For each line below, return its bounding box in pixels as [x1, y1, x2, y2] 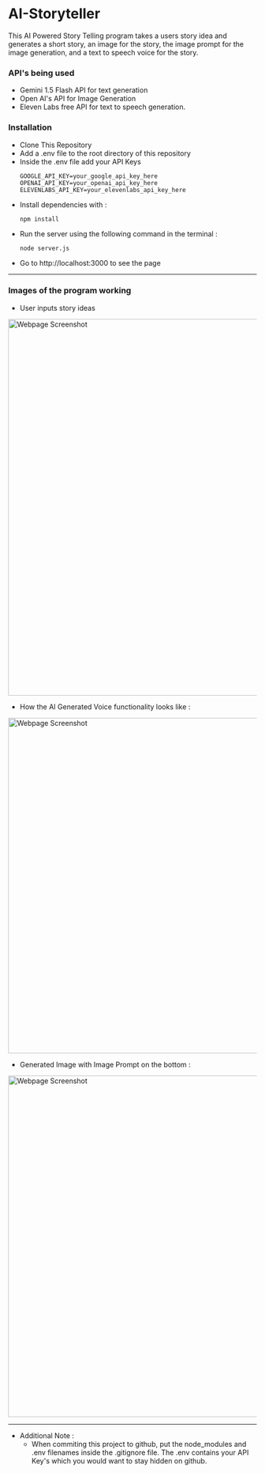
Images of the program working [8, 285, 132, 296]
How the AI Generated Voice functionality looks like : [19, 701, 191, 712]
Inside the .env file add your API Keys [19, 157, 142, 166]
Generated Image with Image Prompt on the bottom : [19, 1059, 191, 1069]
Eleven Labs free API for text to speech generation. [19, 102, 186, 111]
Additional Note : [19, 1430, 75, 1440]
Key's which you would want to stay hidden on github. [31, 1456, 207, 1465]
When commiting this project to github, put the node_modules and [31, 1439, 247, 1448]
